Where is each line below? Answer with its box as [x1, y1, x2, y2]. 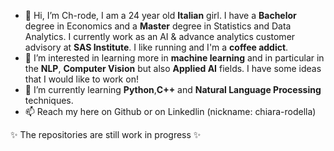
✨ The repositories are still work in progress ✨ [10, 129, 202, 140]
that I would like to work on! [24, 73, 139, 85]
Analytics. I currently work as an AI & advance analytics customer [24, 31, 296, 42]
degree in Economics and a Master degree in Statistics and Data [24, 20, 292, 32]
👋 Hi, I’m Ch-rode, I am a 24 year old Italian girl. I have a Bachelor [24, 10, 297, 21]
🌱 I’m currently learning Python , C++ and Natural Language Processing [24, 84, 322, 95]
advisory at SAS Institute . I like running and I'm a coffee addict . [24, 41, 289, 53]
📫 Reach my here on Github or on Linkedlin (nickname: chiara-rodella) [24, 106, 317, 117]
